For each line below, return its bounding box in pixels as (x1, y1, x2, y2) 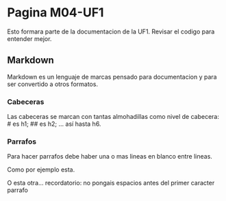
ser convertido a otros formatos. (7, 80, 98, 88)
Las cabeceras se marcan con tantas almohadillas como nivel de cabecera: (7, 113, 219, 121)
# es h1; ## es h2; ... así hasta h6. (7, 120, 101, 128)
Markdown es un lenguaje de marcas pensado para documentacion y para (7, 72, 217, 81)
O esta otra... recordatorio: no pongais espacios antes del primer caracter (7, 179, 215, 187)
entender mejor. (7, 34, 52, 42)
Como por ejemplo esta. (7, 165, 75, 174)
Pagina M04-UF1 (7, 5, 104, 21)
